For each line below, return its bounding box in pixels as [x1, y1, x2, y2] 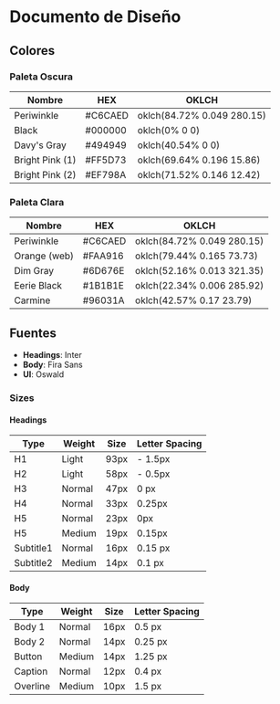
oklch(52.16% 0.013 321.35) [135, 265, 264, 278]
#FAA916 [82, 249, 125, 262]
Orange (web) [14, 249, 75, 262]
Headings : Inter [22, 349, 82, 360]
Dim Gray [14, 265, 55, 278]
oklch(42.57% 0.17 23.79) [135, 294, 253, 307]
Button [14, 650, 43, 663]
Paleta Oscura [9, 70, 74, 83]
